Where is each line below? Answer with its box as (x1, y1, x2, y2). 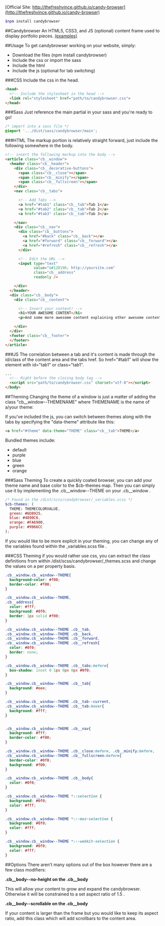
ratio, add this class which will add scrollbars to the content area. (5, 915, 137, 921)
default (12, 447, 27, 452)
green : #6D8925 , (9, 511, 43, 516)
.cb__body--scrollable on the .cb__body (5, 900, 88, 906)
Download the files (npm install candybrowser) (12, 52, 107, 58)
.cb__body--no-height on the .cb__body (5, 876, 88, 882)
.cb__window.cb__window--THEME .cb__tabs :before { (5, 663, 109, 668)
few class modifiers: (5, 867, 46, 872)
